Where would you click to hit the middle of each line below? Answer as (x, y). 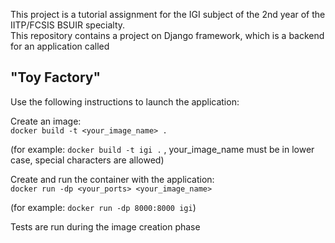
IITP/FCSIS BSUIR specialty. (68, 25)
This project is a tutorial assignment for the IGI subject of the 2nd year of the (168, 14)
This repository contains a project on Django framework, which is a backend (167, 35)
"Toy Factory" (56, 77)
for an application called (60, 46)
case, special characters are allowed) (87, 160)
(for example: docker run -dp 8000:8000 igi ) (103, 207)
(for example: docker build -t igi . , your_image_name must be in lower (162, 149)
